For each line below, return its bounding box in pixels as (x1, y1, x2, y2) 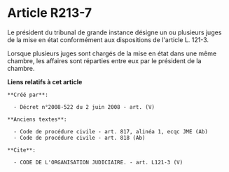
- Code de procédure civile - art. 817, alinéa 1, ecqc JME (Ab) (13, 128, 209, 135)
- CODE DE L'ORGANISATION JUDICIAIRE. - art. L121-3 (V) (13, 159, 183, 166)
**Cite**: (7, 146, 36, 154)
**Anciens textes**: (7, 116, 68, 123)
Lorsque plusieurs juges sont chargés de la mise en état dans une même (7, 49, 217, 58)
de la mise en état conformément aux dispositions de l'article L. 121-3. (7, 35, 209, 44)
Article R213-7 (7, 5, 92, 21)
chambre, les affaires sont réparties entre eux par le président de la (7, 56, 202, 65)
